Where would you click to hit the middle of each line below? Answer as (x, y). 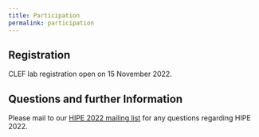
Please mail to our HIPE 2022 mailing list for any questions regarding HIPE (129, 118)
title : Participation (44, 15)
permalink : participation (51, 23)
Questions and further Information (96, 99)
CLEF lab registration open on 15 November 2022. (90, 74)
